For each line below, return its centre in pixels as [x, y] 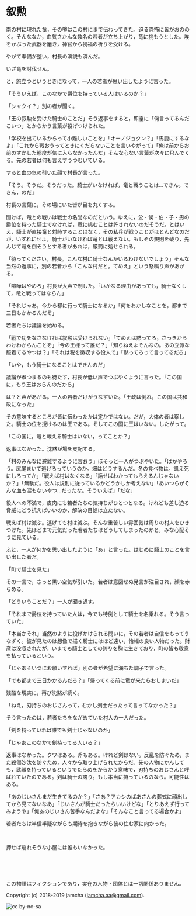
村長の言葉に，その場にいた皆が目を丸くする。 [62, 205]
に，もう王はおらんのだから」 [42, 384]
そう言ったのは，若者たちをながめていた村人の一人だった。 [78, 717]
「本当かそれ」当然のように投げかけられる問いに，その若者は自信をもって [95, 633]
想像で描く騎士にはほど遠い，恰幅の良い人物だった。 [121, 641]
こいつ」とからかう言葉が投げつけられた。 [57, 126]
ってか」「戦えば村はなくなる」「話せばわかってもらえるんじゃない [100, 476]
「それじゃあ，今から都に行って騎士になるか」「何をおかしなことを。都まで [97, 305]
